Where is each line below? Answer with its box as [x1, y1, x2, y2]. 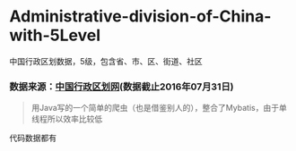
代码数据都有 [9, 132, 57, 144]
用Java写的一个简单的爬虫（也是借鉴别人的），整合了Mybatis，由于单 [30, 103, 287, 113]
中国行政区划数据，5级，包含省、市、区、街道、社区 [9, 55, 204, 66]
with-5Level [9, 25, 101, 46]
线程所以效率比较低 [30, 113, 103, 124]
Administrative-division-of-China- [9, 6, 272, 27]
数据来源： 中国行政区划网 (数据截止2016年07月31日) [9, 80, 235, 93]
